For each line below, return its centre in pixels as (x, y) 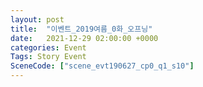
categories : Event (48, 47)
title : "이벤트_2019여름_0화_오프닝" (81, 29)
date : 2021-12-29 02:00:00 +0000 (84, 38)
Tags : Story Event (48, 57)
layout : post (37, 19)
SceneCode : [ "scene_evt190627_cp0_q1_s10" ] (102, 66)
